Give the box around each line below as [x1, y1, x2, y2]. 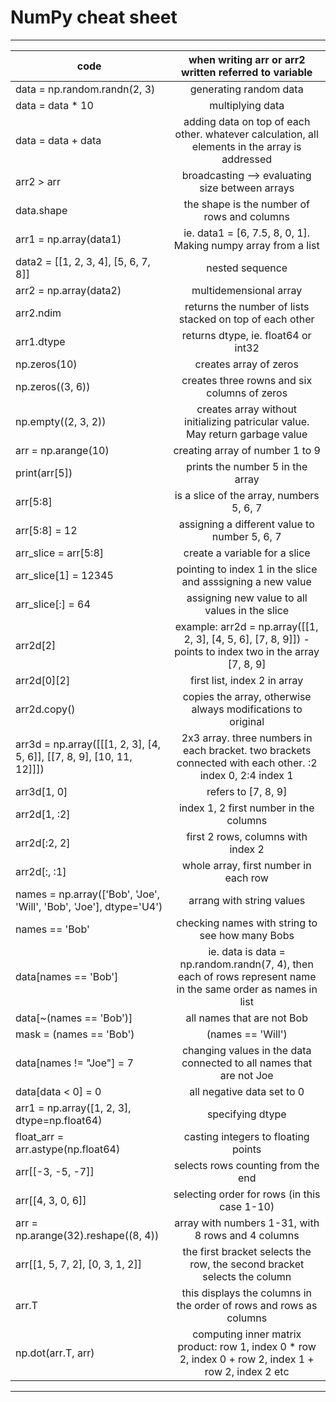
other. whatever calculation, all [174, 127, 319, 141]
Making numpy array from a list [173, 238, 320, 252]
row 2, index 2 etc [204, 1364, 290, 1378]
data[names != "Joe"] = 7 [15, 1056, 134, 1070]
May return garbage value [186, 427, 308, 441]
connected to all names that [181, 1056, 313, 1070]
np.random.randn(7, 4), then [179, 957, 314, 971]
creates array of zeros [194, 357, 299, 371]
